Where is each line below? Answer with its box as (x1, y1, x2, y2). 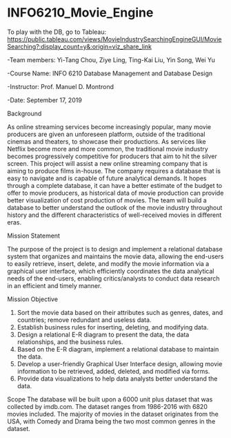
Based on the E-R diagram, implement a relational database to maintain (17, 345, 219, 353)
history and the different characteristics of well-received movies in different (7, 211, 222, 219)
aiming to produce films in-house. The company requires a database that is (7, 166, 221, 175)
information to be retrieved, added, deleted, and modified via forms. (17, 367, 210, 375)
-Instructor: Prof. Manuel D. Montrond (7, 82, 114, 91)
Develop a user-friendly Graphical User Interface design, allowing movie (17, 359, 223, 368)
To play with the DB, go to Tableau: (7, 28, 107, 36)
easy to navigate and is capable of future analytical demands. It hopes (7, 174, 207, 182)
